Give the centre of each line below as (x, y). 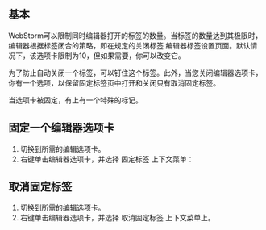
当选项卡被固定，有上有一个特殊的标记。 (75, 100)
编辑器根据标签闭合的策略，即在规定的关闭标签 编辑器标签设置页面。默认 (129, 45)
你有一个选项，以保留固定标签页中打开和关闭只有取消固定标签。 (114, 82)
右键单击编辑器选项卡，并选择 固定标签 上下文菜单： (107, 159)
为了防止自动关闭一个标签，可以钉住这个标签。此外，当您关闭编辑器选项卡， (135, 73)
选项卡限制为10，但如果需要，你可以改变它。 (110, 56)
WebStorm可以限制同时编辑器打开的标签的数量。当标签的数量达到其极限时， (135, 36)
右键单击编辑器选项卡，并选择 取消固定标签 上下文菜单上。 (117, 218)
